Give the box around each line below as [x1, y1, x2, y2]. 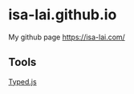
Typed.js [8, 76, 38, 86]
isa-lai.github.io [8, 6, 117, 24]
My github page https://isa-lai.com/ [8, 32, 126, 42]
